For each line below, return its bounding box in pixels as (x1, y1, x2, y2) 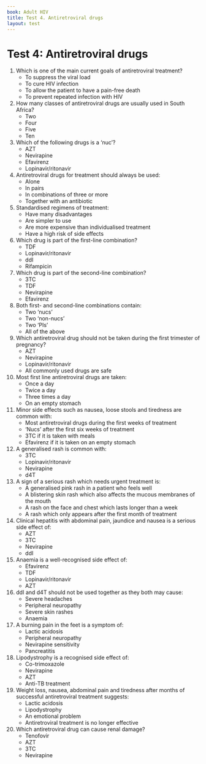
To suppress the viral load (25, 74, 91, 81)
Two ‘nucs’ (25, 308, 53, 316)
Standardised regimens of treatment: (15, 204, 109, 212)
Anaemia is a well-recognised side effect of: (15, 556, 128, 563)
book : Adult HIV (7, 9, 48, 15)
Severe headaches (25, 595, 73, 603)
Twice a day (25, 387, 56, 394)
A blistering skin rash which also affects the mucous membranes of (25, 491, 196, 498)
